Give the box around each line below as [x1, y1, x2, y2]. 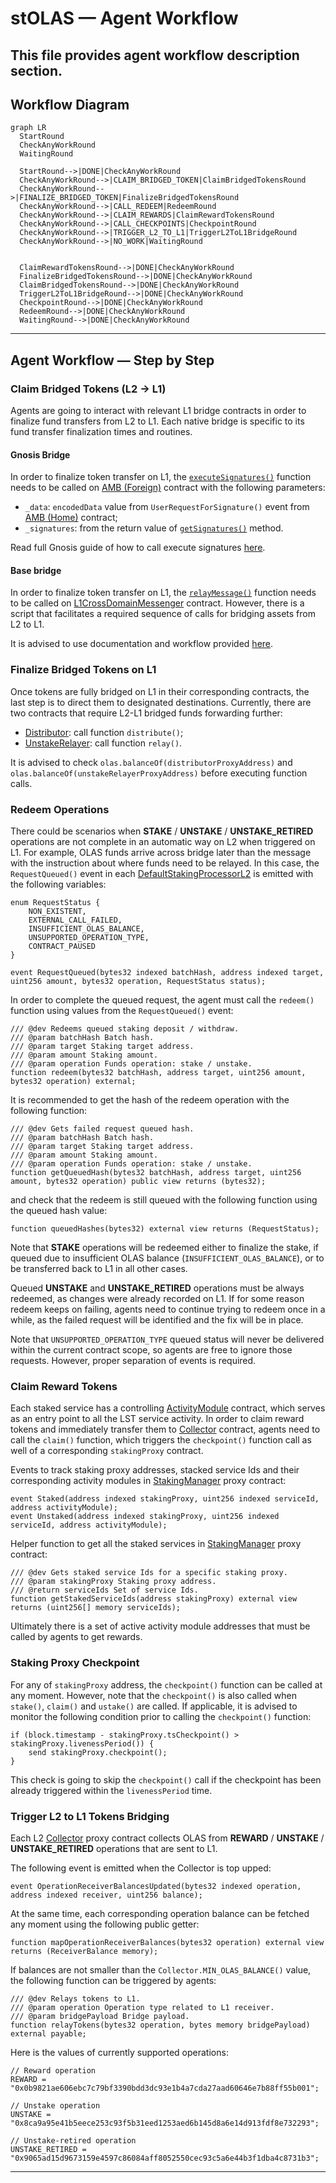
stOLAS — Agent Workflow [10, 7, 239, 30]
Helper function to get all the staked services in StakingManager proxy [10, 1538, 302, 1550]
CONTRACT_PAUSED [28, 942, 97, 952]
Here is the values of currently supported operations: [10, 2046, 229, 2058]
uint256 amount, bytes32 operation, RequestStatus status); [10, 977, 267, 987]
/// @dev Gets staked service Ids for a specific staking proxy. [10, 1568, 288, 1578]
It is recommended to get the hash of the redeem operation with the [10, 1094, 290, 1106]
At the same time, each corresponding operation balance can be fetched [10, 1907, 310, 1919]
